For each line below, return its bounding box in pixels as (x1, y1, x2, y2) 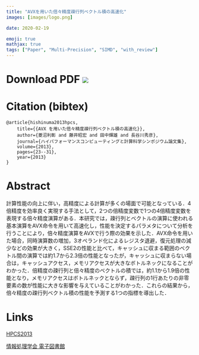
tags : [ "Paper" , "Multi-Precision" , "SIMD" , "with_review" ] (6, 47, 159, 53)
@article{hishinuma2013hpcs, (6, 120, 78, 126)
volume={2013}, (17, 144, 55, 150)
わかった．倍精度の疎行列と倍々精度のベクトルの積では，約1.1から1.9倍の (6, 267, 185, 274)
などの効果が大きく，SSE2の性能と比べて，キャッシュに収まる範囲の (11, 245, 180, 252)
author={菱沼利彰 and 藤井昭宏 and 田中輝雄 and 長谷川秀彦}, (17, 132, 159, 138)
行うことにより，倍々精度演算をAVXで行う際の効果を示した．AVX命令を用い (6, 230, 193, 237)
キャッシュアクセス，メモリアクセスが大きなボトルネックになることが (21, 260, 193, 267)
